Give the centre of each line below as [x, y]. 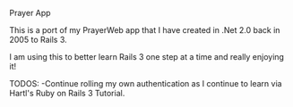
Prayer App [30, 13]
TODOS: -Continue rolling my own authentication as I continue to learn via [146, 83]
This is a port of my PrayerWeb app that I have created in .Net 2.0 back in [145, 30]
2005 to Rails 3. [38, 40]
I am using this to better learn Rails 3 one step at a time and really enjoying [147, 57]
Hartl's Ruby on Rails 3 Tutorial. [67, 93]
